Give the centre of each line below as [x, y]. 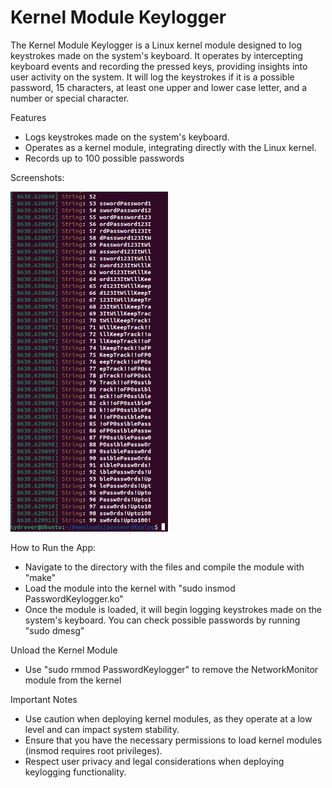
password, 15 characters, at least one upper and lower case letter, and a [159, 87]
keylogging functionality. [75, 772]
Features [28, 117]
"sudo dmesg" [54, 630]
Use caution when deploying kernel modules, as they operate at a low [168, 718]
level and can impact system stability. [102, 729]
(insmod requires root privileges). [93, 750]
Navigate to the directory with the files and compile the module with [164, 567]
